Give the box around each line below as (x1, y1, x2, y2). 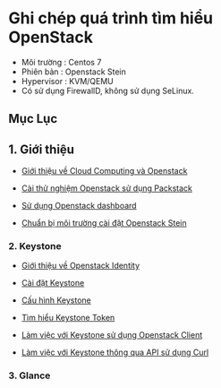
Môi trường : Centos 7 (21, 56, 102, 67)
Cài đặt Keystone (21, 278, 85, 289)
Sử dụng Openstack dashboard (21, 201, 137, 211)
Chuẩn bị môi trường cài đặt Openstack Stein (21, 218, 187, 228)
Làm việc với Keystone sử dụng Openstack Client (21, 330, 203, 341)
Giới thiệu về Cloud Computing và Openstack (21, 166, 188, 177)
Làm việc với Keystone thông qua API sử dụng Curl (21, 347, 209, 358)
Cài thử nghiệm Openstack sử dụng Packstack (21, 183, 193, 194)
